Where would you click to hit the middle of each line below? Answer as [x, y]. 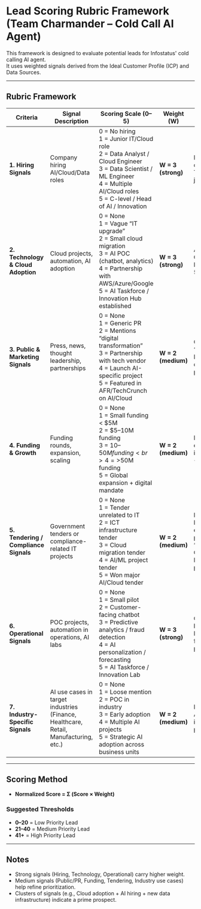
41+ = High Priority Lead [45, 835]
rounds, [61, 445]
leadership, [66, 360]
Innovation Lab [119, 675]
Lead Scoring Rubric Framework [88, 11]
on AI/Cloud [115, 398]
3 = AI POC [114, 253]
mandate [111, 490]
